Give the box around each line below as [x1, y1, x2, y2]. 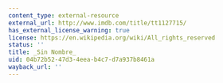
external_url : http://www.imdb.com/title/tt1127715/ [8, 19, 187, 27]
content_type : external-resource [8, 11, 119, 20]
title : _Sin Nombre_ [8, 48, 77, 56]
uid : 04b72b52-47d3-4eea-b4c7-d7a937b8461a [8, 56, 155, 64]
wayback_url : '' [8, 63, 62, 71]
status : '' [8, 41, 45, 49]
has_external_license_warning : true [8, 26, 130, 34]
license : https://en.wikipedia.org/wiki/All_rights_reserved [8, 33, 216, 42]
